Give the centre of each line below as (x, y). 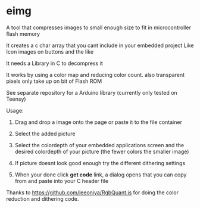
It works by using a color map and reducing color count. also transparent (96, 74)
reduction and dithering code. (43, 198)
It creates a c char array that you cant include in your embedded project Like (100, 45)
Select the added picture (45, 134)
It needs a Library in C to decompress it (54, 63)
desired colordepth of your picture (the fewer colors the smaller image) (102, 151)
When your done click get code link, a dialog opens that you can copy (101, 175)
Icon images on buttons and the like (50, 51)
